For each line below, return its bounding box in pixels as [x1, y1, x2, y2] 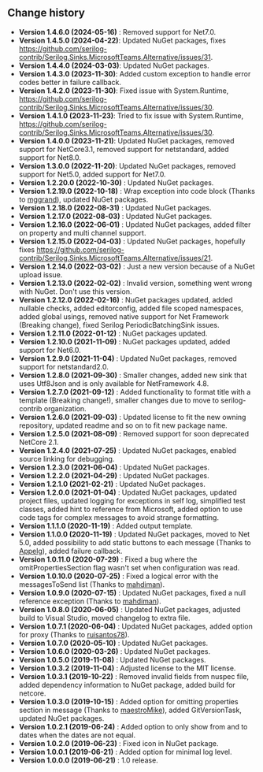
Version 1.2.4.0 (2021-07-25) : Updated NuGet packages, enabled [18, 445, 237, 455]
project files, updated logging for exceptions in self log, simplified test [18, 495, 246, 505]
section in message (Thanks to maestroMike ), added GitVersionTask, [18, 705, 242, 714]
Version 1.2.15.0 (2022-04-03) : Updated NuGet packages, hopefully [18, 236, 246, 246]
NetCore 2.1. [18, 437, 59, 447]
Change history [7, 6, 86, 20]
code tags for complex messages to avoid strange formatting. [18, 512, 220, 522]
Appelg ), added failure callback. [18, 546, 123, 555]
